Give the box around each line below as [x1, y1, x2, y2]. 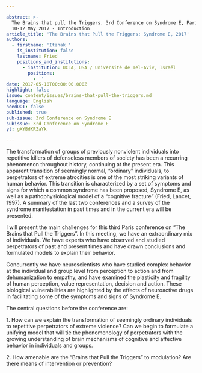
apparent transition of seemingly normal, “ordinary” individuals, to [6, 167, 170, 175]
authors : [6, 37, 28, 43]
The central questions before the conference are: [6, 305, 128, 312]
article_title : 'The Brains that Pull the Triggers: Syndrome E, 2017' [6, 31, 189, 37]
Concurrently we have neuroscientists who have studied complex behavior [6, 261, 191, 268]
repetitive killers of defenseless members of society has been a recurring [6, 154, 188, 161]
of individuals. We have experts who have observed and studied [6, 236, 165, 244]
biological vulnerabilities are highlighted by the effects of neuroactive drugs [6, 287, 194, 294]
